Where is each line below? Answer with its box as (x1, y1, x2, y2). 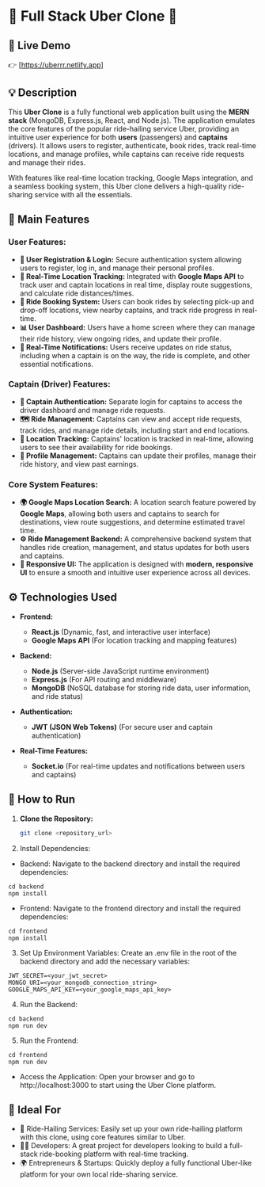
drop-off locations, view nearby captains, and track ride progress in (19, 305, 241, 315)
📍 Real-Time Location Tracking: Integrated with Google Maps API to (19, 271, 244, 281)
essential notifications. (19, 359, 93, 368)
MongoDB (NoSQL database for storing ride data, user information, (31, 683, 252, 693)
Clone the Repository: (19, 814, 93, 823)
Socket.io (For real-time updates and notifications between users (31, 761, 245, 771)
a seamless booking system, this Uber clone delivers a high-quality (8, 181, 227, 191)
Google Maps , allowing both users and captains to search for (19, 509, 220, 518)
